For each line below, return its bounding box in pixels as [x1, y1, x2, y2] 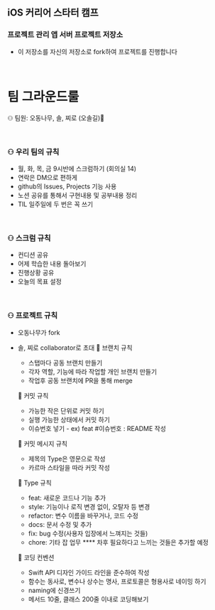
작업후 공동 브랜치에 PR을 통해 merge [28, 376, 133, 385]
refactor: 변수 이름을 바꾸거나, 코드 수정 [28, 511, 138, 520]
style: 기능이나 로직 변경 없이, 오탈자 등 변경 [28, 502, 150, 510]
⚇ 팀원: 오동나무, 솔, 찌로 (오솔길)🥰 [7, 113, 105, 122]
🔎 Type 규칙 [17, 478, 52, 487]
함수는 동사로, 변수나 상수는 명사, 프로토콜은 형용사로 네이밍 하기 [28, 577, 206, 585]
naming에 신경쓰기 [28, 586, 81, 594]
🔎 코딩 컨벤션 [17, 553, 55, 562]
